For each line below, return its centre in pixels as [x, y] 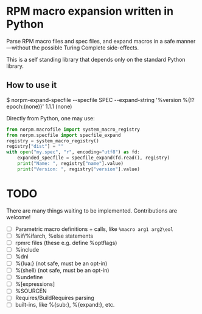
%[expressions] [35, 284]
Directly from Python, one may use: [51, 118]
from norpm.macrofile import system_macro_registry [73, 130]
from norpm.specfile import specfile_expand [64, 135]
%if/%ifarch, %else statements [54, 236]
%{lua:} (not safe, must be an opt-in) [61, 263]
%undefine [29, 277]
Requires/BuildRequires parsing [54, 298]
